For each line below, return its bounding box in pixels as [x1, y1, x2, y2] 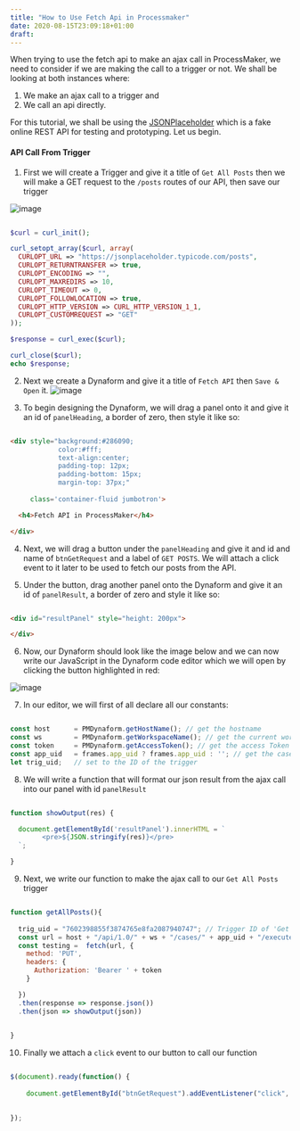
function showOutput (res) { [10, 808, 115, 817]
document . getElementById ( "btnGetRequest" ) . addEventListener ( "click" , [26, 1089, 290, 1098]
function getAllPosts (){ [10, 908, 102, 917]
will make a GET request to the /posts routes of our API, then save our [22, 176, 280, 187]
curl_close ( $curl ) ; [10, 351, 83, 360]
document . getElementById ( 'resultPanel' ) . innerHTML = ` [18, 824, 226, 834]
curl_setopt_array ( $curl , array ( [10, 244, 134, 253]
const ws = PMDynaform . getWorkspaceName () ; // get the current [10, 733, 278, 742]
